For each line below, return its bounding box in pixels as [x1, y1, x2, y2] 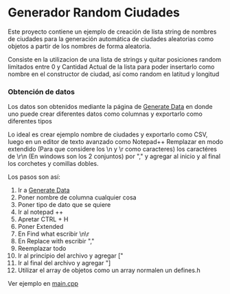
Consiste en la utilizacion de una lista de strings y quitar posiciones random [8, 55, 222, 63]
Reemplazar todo [17, 245, 67, 253]
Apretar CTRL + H [17, 215, 69, 223]
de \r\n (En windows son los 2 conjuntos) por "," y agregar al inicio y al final [8, 152, 221, 160]
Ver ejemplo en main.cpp [8, 280, 78, 288]
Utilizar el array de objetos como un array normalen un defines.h [17, 266, 201, 275]
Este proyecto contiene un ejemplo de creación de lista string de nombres [8, 27, 217, 36]
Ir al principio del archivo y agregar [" [17, 252, 124, 260]
